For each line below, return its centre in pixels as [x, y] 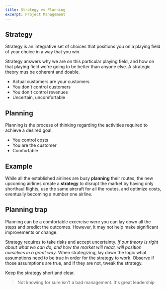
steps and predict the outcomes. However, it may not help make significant [82, 227]
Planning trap [27, 210]
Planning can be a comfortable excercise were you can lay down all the [78, 221]
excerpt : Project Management [35, 14]
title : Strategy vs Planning [35, 10]
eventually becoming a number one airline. [49, 194]
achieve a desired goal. [29, 130]
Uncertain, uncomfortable [39, 97]
